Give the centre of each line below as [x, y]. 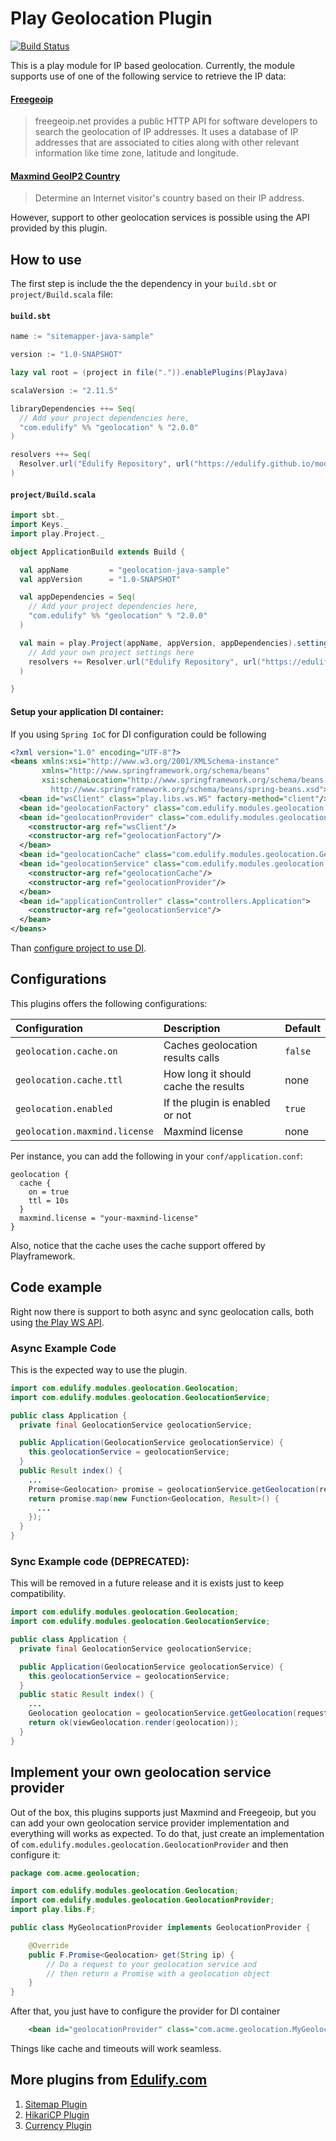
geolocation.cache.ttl [69, 1080]
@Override [49, 1945]
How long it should [207, 1074]
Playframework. [43, 1256]
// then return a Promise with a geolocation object [158, 1973]
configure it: [35, 1854]
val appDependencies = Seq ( [78, 597]
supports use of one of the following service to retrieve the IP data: [148, 76]
